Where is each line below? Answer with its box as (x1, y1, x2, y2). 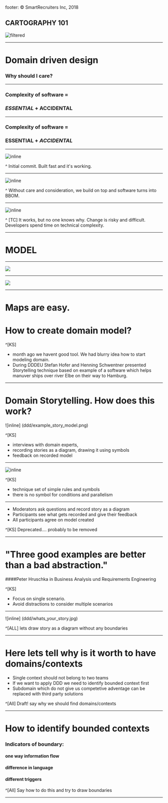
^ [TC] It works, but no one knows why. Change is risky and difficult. (5, 217, 146, 223)
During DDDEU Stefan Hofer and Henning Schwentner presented (12, 362, 146, 368)
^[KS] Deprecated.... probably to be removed (5, 526, 97, 532)
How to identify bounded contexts (5, 723, 150, 734)
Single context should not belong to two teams (12, 674, 108, 680)
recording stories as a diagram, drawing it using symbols (12, 447, 129, 453)
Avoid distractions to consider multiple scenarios (12, 600, 113, 607)
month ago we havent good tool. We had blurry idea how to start (12, 351, 146, 357)
